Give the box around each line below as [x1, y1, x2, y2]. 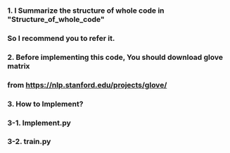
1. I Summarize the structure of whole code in [7, 6, 165, 16]
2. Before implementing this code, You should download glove [7, 52, 224, 62]
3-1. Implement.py [7, 118, 72, 128]
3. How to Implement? [7, 99, 84, 109]
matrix [7, 61, 30, 71]
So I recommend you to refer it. [7, 33, 115, 43]
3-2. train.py [7, 137, 51, 147]
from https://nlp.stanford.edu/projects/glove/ [7, 80, 167, 90]
